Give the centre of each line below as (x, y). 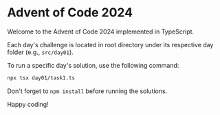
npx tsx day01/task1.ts (41, 78)
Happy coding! (28, 104)
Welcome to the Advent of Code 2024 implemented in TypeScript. (101, 31)
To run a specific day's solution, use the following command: (93, 65)
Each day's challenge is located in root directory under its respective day (110, 44)
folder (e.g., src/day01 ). (40, 52)
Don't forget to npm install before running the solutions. (87, 91)
